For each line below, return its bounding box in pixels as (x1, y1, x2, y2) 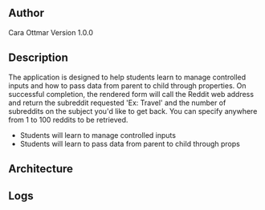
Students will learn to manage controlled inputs (19, 130, 177, 139)
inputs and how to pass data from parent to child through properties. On (8, 80, 247, 91)
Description (8, 51, 68, 65)
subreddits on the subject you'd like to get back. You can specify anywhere (8, 106, 258, 115)
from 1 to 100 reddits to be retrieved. (8, 115, 128, 124)
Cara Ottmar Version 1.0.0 (8, 27, 94, 37)
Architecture (8, 162, 74, 176)
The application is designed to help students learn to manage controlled (8, 72, 247, 82)
